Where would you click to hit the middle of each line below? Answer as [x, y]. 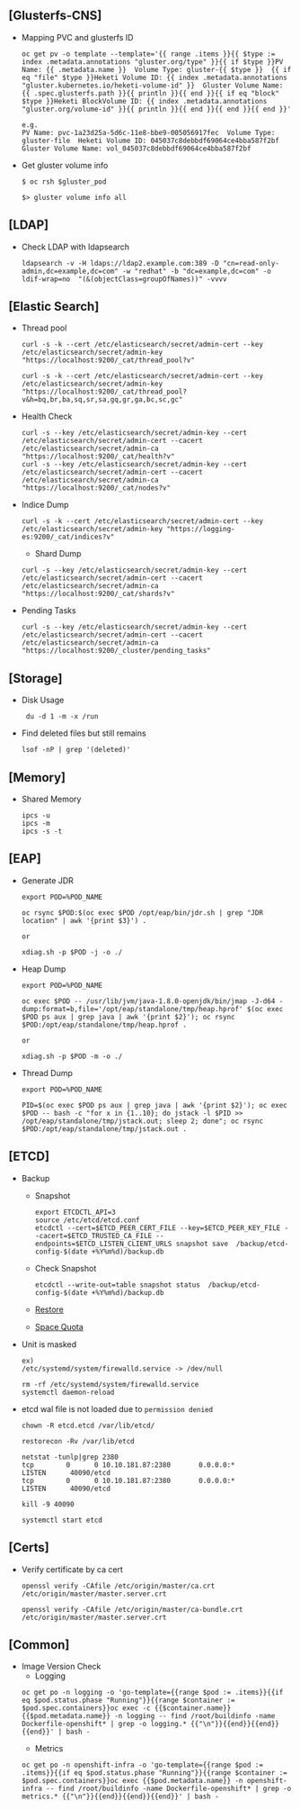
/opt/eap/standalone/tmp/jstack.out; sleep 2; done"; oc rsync [142, 1121]
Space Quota [59, 1326]
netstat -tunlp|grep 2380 [70, 1457]
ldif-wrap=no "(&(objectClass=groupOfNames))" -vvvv [124, 279]
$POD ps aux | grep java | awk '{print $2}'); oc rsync [128, 1017]
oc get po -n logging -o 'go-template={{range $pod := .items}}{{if [152, 1693]
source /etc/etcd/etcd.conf [87, 1220]
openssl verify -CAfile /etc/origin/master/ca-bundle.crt [132, 1609]
